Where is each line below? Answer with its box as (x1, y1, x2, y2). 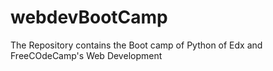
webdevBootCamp (10, 6, 168, 29)
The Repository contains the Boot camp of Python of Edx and (10, 39, 263, 51)
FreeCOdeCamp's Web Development (10, 49, 163, 61)
